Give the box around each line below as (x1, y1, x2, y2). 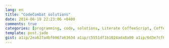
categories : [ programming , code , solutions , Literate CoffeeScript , (5, 26, 152, 31)
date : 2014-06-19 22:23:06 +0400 (5, 16, 75, 21)
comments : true (5, 21, 37, 26)
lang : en (5, 7, 24, 12)
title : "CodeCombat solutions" (5, 12, 71, 17)
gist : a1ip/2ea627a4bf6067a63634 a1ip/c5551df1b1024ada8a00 (5, 35, 134, 40)
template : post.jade (5, 30, 49, 35)
